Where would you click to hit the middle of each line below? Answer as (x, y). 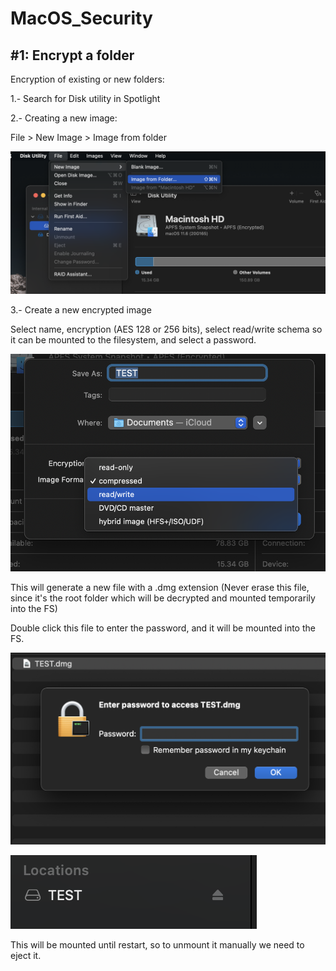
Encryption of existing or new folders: (87, 79)
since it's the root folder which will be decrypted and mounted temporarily (163, 598)
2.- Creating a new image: (64, 118)
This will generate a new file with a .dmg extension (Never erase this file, (160, 587)
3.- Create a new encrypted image (81, 310)
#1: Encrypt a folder (72, 55)
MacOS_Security (81, 18)
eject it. (26, 956)
